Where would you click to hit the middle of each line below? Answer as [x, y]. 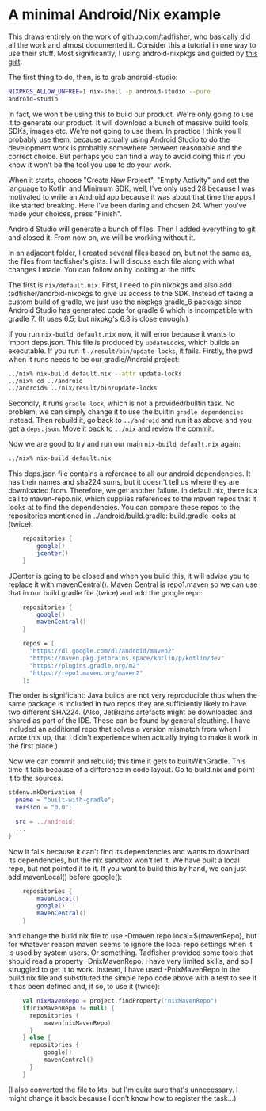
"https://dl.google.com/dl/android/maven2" [102, 651]
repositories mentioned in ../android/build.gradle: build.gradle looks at [122, 516]
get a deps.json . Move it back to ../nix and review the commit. [111, 428]
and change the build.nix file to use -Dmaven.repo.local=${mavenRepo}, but [133, 936]
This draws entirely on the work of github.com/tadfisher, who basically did [129, 36]
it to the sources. [36, 778]
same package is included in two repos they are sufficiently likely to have [127, 704]
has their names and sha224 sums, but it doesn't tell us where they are [124, 482]
